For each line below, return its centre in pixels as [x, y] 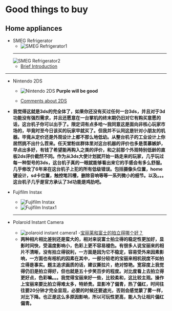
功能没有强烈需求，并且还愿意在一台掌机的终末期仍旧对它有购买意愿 [84, 118]
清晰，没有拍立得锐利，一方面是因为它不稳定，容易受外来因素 [94, 252]
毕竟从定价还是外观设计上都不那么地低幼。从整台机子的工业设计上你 [93, 137]
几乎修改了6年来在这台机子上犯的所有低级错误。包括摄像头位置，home [88, 169]
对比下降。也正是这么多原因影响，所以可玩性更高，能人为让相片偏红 [92, 297]
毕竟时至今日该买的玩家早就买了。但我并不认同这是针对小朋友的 [94, 131]
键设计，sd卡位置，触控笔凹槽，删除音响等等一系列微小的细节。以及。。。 [89, 175]
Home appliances [34, 28]
